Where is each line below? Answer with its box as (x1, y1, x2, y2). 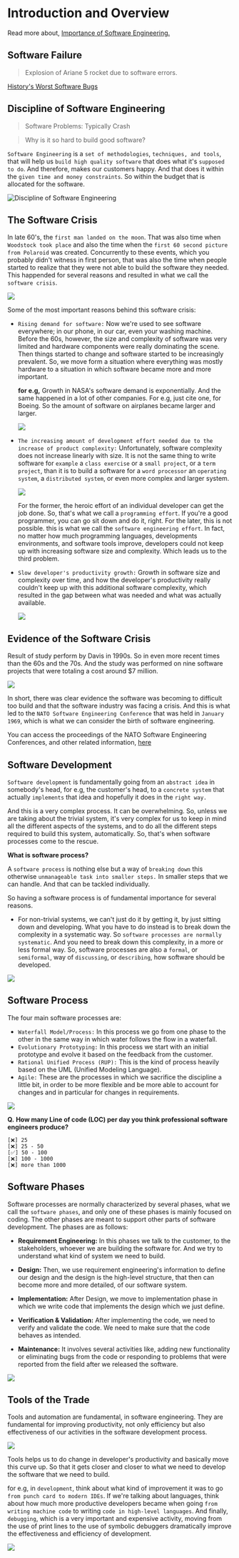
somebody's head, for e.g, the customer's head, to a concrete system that (7, 785, 225, 793)
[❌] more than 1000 (7, 1161, 66, 1168)
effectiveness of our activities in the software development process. (7, 1428, 208, 1437)
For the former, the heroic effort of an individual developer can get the (17, 501, 224, 510)
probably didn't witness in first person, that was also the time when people (7, 255, 227, 265)
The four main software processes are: (7, 1013, 122, 1022)
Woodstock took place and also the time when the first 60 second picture (7, 240, 228, 249)
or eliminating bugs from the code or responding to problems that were (17, 1352, 227, 1360)
